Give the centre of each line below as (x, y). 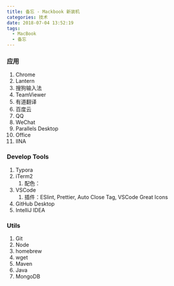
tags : (13, 28)
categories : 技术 (27, 17)
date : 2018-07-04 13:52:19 (40, 23)
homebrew (29, 251)
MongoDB (28, 276)
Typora (24, 170)
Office (23, 135)
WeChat (25, 122)
